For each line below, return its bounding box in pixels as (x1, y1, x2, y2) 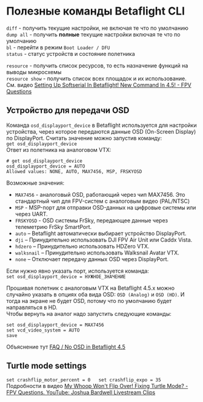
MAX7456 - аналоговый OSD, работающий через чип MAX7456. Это (15, 191, 185, 198)
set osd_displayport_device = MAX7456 (6, 322, 104, 328)
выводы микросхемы (6, 68, 62, 75)
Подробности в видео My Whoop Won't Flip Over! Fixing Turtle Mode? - (6, 382, 188, 389)
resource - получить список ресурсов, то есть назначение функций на (6, 62, 188, 69)
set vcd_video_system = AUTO (6, 327, 80, 333)
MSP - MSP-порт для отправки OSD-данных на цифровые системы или (15, 203, 196, 211)
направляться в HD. (6, 304, 58, 311)
